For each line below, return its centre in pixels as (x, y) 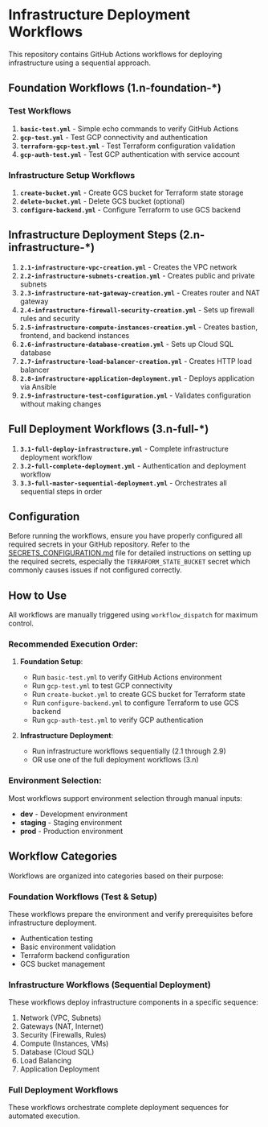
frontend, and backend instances (75, 335)
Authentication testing (57, 938)
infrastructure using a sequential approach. (79, 63)
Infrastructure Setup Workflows (72, 175)
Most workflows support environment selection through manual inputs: (126, 798)
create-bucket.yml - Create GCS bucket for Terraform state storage (132, 192)
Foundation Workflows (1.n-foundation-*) (115, 88)
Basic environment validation (68, 947)
